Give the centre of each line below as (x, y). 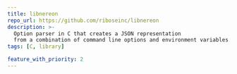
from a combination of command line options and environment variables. (123, 40)
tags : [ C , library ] (36, 47)
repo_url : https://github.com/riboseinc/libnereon (83, 20)
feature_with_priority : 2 (45, 60)
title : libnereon (33, 14)
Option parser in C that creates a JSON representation (97, 33)
